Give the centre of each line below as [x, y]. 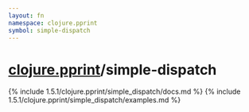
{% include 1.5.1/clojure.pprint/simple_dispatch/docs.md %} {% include [124, 91]
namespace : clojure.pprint [53, 23]
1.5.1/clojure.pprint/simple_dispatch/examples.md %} [95, 100]
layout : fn [26, 15]
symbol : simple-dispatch [49, 30]
